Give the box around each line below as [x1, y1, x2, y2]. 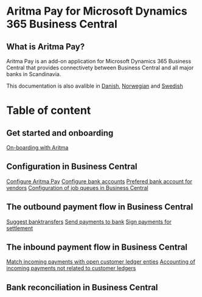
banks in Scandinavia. [6, 71, 61, 77]
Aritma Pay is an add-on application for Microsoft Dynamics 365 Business [6, 58, 192, 65]
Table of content [6, 103, 91, 117]
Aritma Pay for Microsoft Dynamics [6, 4, 187, 18]
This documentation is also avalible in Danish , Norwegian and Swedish [6, 82, 184, 89]
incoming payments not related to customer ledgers [6, 265, 136, 272]
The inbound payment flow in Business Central [6, 242, 187, 253]
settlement [6, 224, 33, 232]
